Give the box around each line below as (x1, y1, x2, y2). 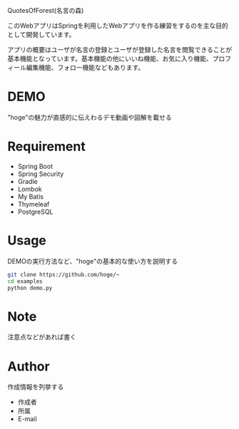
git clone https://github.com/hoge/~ (7, 271, 120, 278)
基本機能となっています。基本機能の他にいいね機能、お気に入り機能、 (7, 54, 213, 63)
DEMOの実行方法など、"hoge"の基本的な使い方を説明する (7, 257, 178, 265)
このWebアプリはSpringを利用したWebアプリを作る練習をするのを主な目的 (7, 21, 228, 30)
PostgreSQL (17, 207, 54, 216)
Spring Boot (17, 162, 54, 170)
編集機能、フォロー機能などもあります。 (26, 63, 145, 71)
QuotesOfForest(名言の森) (7, 6, 84, 14)
